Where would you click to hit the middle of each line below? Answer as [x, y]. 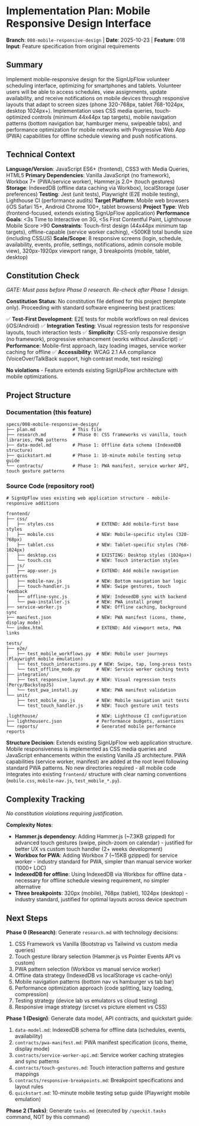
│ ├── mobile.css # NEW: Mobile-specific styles [90, 535]
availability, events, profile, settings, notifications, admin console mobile [94, 244]
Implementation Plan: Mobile [78, 11]
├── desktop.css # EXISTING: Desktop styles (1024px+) [105, 556]
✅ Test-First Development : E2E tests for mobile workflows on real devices [97, 319]
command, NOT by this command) [48, 1117]
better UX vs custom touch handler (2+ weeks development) [89, 849]
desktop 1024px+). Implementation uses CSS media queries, [80, 110]
